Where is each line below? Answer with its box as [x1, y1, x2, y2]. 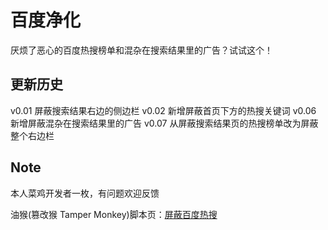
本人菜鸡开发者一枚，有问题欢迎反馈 [10, 187, 160, 199]
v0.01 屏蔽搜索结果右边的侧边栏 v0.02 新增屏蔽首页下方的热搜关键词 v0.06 [10, 104, 317, 116]
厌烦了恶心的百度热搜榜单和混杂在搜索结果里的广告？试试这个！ [10, 44, 273, 56]
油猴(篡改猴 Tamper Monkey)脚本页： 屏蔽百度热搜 [10, 208, 218, 220]
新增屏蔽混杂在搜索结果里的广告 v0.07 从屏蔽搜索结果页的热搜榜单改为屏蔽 [10, 117, 319, 129]
